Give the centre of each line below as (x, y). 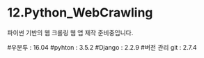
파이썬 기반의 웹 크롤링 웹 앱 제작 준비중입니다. (70, 32)
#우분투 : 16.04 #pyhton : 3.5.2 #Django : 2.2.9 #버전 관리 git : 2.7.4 (102, 47)
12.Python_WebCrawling (80, 13)
